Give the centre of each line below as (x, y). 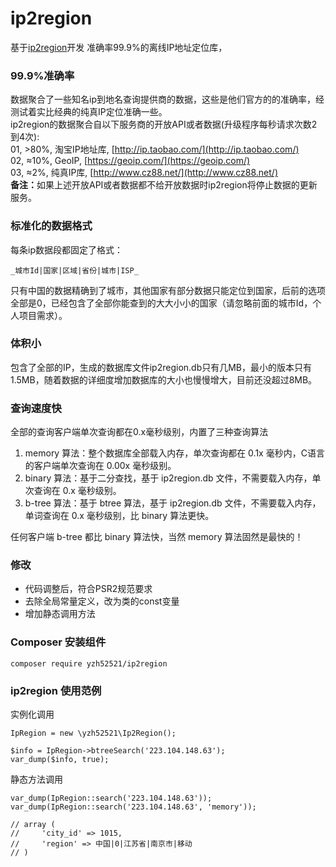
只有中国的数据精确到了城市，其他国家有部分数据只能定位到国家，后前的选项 (168, 290)
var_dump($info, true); (60, 760)
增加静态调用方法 (60, 614)
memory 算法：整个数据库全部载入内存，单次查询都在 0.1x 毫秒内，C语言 (174, 453)
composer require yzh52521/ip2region (89, 663)
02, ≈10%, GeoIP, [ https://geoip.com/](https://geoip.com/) (130, 161)
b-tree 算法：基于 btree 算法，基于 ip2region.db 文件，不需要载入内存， (173, 503)
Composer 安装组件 (58, 642)
